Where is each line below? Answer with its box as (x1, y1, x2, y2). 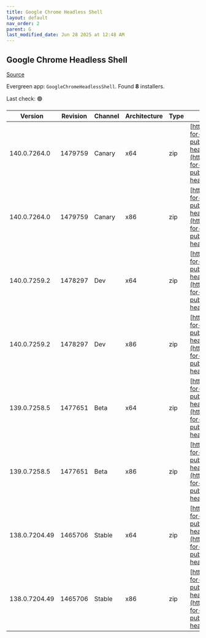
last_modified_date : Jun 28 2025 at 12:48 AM (6, 32, 124, 38)
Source (6, 71, 25, 78)
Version (20, 112, 44, 120)
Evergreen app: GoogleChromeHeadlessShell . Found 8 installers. (6, 82, 165, 90)
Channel (94, 112, 120, 120)
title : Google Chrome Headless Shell (6, 9, 103, 15)
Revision (61, 112, 88, 120)
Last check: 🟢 (6, 94, 43, 102)
